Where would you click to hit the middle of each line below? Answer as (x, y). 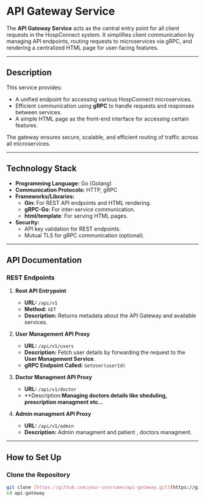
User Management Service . (60, 359)
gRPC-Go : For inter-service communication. (80, 209)
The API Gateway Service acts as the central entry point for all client (93, 28)
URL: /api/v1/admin (49, 426)
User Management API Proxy (52, 334)
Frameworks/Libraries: (45, 196)
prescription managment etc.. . (64, 402)
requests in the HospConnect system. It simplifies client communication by (100, 34)
